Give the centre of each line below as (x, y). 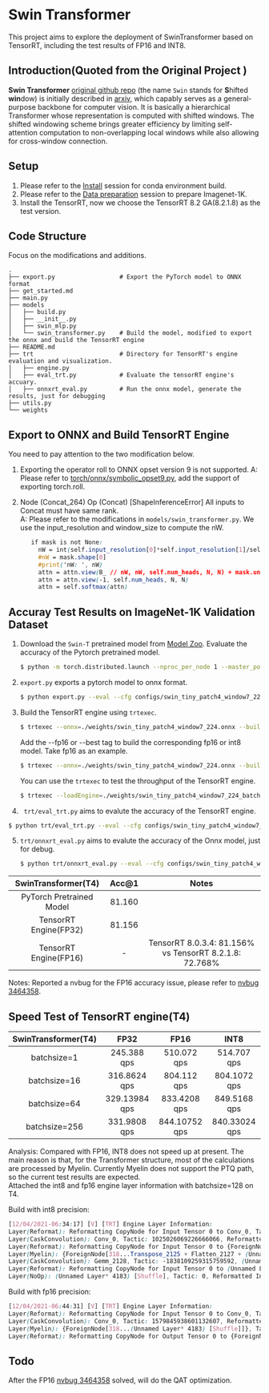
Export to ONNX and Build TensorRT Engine (119, 435)
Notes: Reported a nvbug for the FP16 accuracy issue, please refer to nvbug (134, 983)
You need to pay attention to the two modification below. (101, 454)
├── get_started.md (41, 291)
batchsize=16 (55, 1081)
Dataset (28, 624)
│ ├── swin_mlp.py (43, 326)
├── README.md (32, 347)
